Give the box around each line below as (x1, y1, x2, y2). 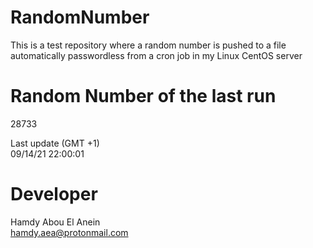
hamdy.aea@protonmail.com (10, 226, 129, 238)
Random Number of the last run (10, 85, 277, 108)
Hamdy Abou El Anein (10, 216, 101, 228)
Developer (10, 183, 98, 206)
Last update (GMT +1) (10, 137, 100, 149)
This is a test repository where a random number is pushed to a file (10, 39, 287, 51)
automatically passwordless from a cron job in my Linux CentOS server (10, 49, 303, 61)
